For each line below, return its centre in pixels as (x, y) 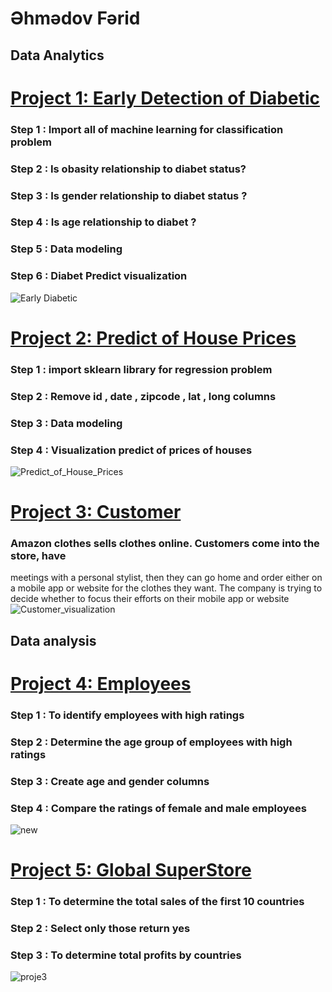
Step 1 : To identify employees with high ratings (127, 715)
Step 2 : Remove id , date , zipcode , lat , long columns (143, 396)
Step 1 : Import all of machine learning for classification (147, 129)
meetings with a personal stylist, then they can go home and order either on (166, 578)
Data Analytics (57, 55)
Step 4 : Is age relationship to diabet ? (103, 222)
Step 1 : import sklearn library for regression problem (141, 369)
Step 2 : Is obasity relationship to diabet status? (128, 169)
